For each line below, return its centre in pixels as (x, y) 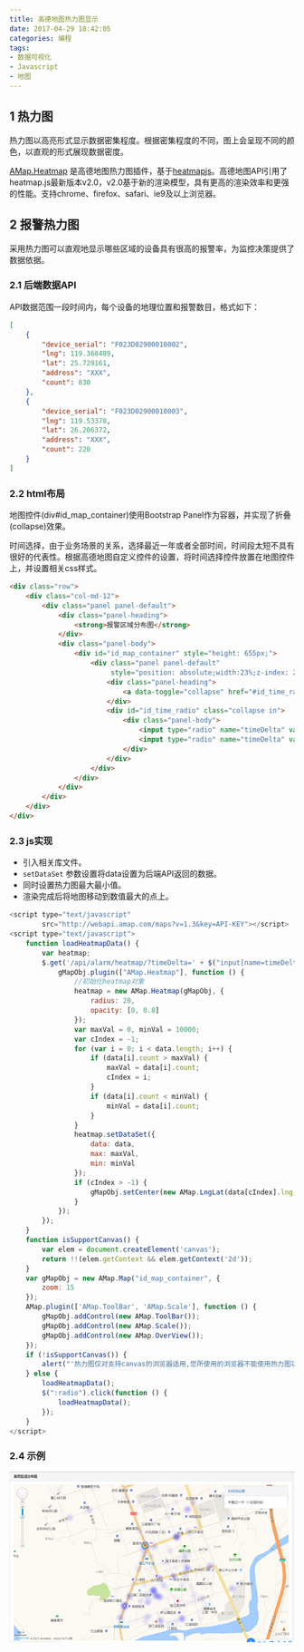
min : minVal (113, 1164)
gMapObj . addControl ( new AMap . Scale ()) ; (117, 1326)
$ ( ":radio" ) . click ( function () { (105, 1393)
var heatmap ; (66, 953)
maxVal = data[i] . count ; (153, 1068)
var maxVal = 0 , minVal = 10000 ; (137, 1029)
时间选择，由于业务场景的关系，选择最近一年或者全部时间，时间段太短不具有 (152, 546)
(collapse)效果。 (40, 527)
